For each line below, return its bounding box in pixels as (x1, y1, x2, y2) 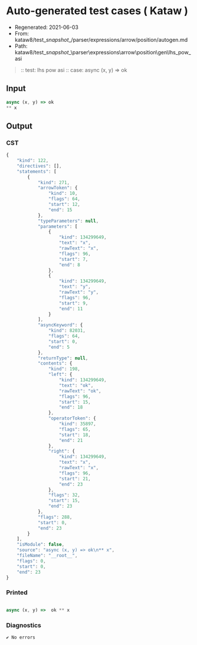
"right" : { (48, 448, 75, 454)
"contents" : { (37, 361, 73, 366)
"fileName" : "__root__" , (17, 553, 78, 559)
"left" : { (48, 372, 73, 378)
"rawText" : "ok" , (58, 388, 101, 394)
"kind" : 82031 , (48, 328, 86, 334)
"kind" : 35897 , (58, 421, 96, 427)
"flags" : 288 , (37, 514, 73, 520)
